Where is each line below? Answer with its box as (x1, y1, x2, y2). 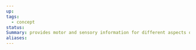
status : (6, 24, 25, 30)
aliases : (6, 35, 27, 41)
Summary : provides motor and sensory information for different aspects (6, 30, 187, 36)
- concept (11, 19, 35, 25)
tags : (6, 14, 19, 20)
